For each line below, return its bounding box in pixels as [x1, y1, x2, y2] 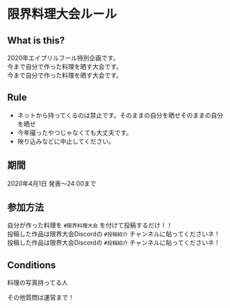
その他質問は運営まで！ [7, 293, 74, 302]
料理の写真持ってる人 [7, 279, 68, 287]
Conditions [7, 259, 56, 271]
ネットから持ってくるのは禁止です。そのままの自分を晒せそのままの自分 [17, 111, 224, 119]
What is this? [7, 34, 65, 46]
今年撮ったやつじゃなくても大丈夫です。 [17, 128, 133, 136]
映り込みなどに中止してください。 [17, 137, 115, 145]
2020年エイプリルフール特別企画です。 [7, 54, 120, 62]
